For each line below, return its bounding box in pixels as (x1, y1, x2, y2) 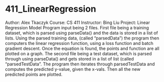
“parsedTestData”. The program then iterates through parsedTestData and (5, 61, 155, 67)
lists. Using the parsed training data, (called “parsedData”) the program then (5, 35, 160, 41)
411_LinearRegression (5, 3, 97, 15)
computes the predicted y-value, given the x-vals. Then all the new (5, 66, 141, 72)
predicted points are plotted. (5, 71, 63, 77)
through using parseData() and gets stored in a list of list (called (5, 56, 134, 61)
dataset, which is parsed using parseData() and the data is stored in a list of (5, 30, 158, 36)
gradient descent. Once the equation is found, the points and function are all (5, 45, 160, 51)
